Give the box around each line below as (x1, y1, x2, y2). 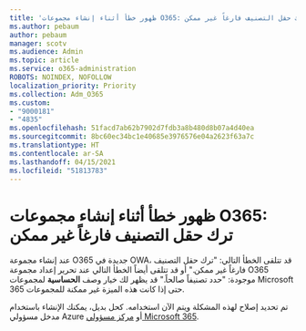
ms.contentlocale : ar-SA (9, 149, 104, 158)
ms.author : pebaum (9, 22, 79, 31)
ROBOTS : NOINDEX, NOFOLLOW (9, 73, 112, 82)
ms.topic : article (9, 56, 79, 65)
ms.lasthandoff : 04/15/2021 (9, 157, 117, 167)
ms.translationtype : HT (9, 140, 100, 150)
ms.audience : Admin (9, 47, 84, 57)
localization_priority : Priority (9, 81, 137, 90)
